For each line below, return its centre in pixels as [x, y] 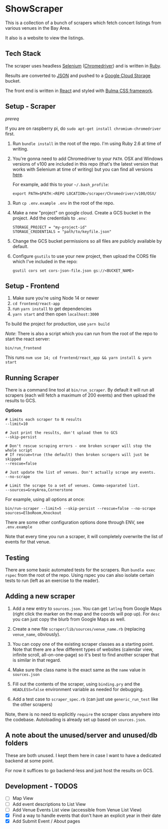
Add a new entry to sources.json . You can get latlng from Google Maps [87, 608]
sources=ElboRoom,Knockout [33, 513]
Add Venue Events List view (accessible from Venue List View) [77, 810]
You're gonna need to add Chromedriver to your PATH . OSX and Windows [88, 159]
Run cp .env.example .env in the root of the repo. [63, 203]
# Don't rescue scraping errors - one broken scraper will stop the [78, 446]
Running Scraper [32, 378]
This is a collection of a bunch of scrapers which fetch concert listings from [83, 23]
